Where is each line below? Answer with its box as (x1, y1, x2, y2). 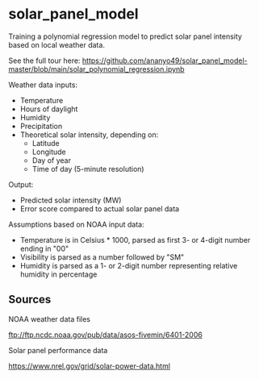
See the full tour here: (8, 56, 81, 65)
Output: (8, 179, 34, 189)
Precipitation (19, 121, 63, 131)
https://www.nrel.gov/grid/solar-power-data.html (8, 360, 171, 371)
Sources (8, 293, 52, 306)
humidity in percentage (19, 269, 98, 279)
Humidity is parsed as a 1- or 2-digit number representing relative (19, 260, 238, 270)
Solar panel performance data (8, 345, 108, 355)
